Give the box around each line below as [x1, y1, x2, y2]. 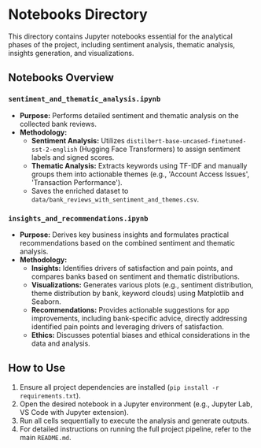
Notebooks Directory [8, 6, 148, 24]
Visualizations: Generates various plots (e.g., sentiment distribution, [31, 280, 254, 289]
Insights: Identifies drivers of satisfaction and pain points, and [31, 263, 233, 272]
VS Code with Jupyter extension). [19, 407, 129, 417]
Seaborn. [31, 297, 61, 306]
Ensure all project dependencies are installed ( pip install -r [19, 382, 219, 391]
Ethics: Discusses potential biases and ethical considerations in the [31, 330, 250, 339]
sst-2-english [31, 146, 78, 154]
